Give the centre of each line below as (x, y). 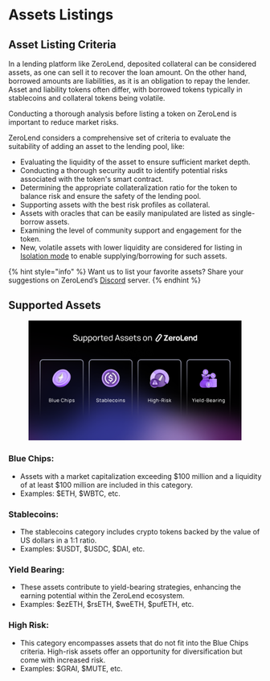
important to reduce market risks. (63, 122)
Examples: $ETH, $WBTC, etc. (70, 493)
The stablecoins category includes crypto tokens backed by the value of (140, 531)
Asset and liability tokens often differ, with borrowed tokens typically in (125, 89)
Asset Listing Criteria (62, 45)
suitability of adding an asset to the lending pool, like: (96, 146)
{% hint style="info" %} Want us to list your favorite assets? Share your (126, 272)
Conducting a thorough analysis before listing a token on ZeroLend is (123, 113)
